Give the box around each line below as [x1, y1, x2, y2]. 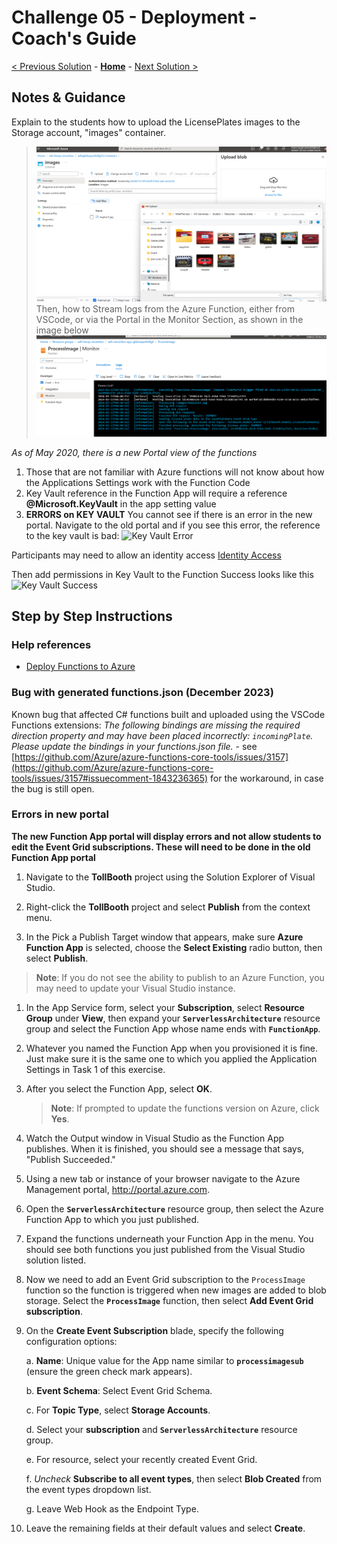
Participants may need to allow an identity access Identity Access [11, 549, 282, 561]
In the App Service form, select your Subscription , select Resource [25, 1001, 305, 1013]
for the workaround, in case [210, 772, 324, 784]
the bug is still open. [11, 782, 95, 795]
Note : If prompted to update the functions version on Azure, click [50, 1102, 320, 1114]
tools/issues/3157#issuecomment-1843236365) [11, 772, 209, 784]
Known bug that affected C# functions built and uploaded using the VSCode [11, 708, 326, 720]
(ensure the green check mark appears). [25, 1365, 193, 1377]
